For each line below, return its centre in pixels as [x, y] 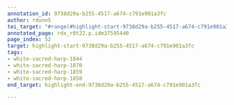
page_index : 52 [29, 40]
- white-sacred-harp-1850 [45, 78]
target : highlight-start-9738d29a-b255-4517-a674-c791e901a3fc [101, 46]
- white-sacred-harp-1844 [45, 59]
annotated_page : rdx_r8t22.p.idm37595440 [68, 33]
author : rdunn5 [29, 20]
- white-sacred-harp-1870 [45, 65]
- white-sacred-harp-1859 [45, 72]
